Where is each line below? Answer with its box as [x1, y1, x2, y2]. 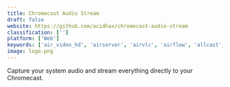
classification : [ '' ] [7, 29, 69, 36]
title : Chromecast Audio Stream [7, 10, 99, 17]
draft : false [7, 16, 44, 23]
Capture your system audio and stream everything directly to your [7, 66, 193, 75]
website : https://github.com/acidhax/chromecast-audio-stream [7, 22, 188, 29]
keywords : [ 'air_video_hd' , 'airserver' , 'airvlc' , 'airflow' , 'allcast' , [7, 41, 225, 48]
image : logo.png [7, 48, 53, 55]
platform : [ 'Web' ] [7, 35, 60, 42]
